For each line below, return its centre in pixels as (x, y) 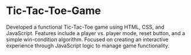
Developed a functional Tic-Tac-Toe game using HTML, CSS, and (85, 27)
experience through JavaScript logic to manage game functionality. (88, 46)
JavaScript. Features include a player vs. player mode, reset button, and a (96, 33)
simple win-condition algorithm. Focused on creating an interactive (88, 39)
